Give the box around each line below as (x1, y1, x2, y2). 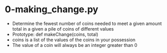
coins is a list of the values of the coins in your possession (12, 37, 136, 43)
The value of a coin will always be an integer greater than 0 (12, 42, 138, 48)
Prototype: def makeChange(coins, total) (12, 31, 98, 37)
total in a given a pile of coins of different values (12, 25, 114, 32)
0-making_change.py (5, 4, 98, 15)
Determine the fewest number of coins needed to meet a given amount (12, 20, 162, 26)
